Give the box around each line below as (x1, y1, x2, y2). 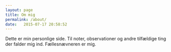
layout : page (5, 7, 33, 13)
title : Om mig (5, 12, 36, 17)
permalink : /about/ (5, 17, 47, 22)
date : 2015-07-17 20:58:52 (5, 21, 67, 27)
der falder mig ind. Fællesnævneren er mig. (5, 41, 96, 47)
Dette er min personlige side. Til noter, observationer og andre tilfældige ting (5, 36, 166, 42)
